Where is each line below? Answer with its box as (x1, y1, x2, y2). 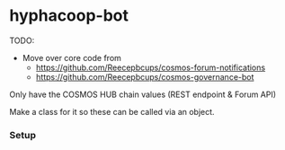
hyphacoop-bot (9, 5, 129, 26)
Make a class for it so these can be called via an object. (9, 106, 215, 117)
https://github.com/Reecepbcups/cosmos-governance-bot (35, 71, 254, 82)
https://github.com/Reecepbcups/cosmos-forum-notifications (35, 62, 266, 73)
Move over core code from (22, 52, 121, 63)
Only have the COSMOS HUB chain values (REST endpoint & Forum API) (9, 89, 277, 100)
